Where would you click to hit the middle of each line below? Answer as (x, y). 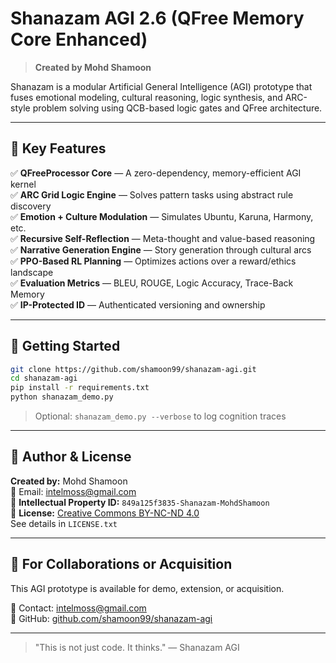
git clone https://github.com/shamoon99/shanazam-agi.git (133, 369)
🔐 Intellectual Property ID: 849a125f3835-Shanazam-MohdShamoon (140, 502)
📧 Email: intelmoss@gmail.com (73, 491)
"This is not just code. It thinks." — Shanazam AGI (137, 647)
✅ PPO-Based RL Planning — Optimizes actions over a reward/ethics (153, 261)
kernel (23, 184)
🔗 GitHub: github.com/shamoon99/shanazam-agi (111, 618)
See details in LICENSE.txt (64, 523)
